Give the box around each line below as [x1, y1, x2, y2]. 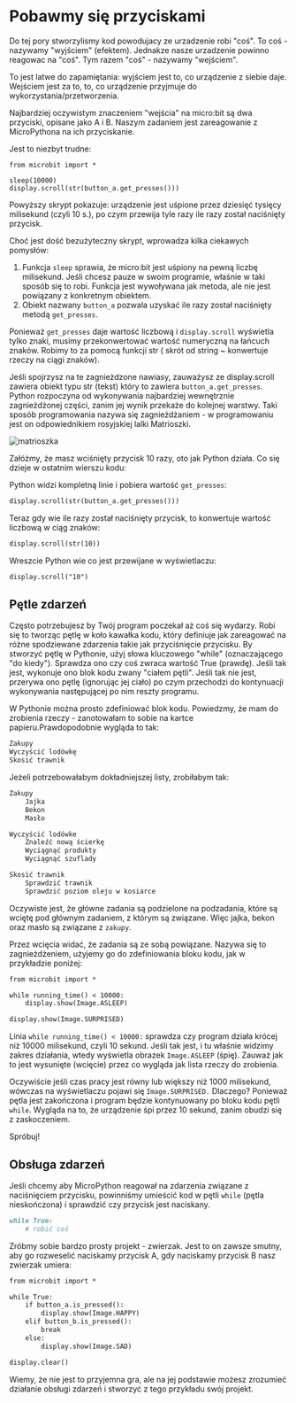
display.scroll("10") [9, 572, 89, 581]
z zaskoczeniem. [9, 1114, 71, 1125]
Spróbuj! [9, 1131, 41, 1142]
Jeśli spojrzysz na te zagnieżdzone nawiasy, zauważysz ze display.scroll [9, 371, 275, 382]
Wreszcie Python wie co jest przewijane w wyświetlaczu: [9, 555, 216, 566]
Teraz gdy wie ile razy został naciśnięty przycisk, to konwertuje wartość [9, 512, 271, 523]
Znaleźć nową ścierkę [25, 838, 104, 847]
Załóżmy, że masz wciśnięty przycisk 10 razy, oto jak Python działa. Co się [9, 453, 280, 463]
